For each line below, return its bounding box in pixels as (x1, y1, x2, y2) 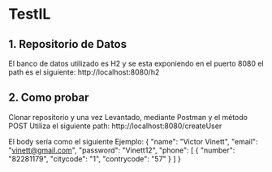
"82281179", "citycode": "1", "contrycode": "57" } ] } (8, 153, 181, 163)
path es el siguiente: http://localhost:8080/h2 (8, 67, 160, 77)
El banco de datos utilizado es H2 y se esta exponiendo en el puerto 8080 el (8, 58, 264, 68)
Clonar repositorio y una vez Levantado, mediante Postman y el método (8, 112, 248, 122)
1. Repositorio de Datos (8, 37, 127, 51)
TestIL (8, 5, 51, 24)
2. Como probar (8, 91, 89, 105)
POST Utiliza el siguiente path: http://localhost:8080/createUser (8, 121, 222, 131)
